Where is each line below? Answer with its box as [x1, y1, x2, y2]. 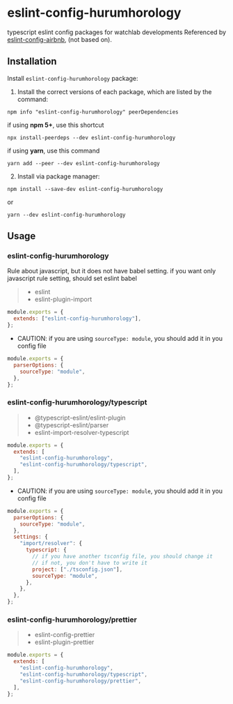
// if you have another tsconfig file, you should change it [32, 553, 214, 560]
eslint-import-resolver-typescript [34, 428, 129, 436]
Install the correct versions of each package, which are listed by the [17, 87, 212, 95]
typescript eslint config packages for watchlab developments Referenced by [7, 28, 227, 36]
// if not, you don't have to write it [32, 559, 148, 566]
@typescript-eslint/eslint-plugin [34, 413, 127, 422]
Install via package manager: [17, 172, 100, 181]
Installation [7, 56, 57, 68]
